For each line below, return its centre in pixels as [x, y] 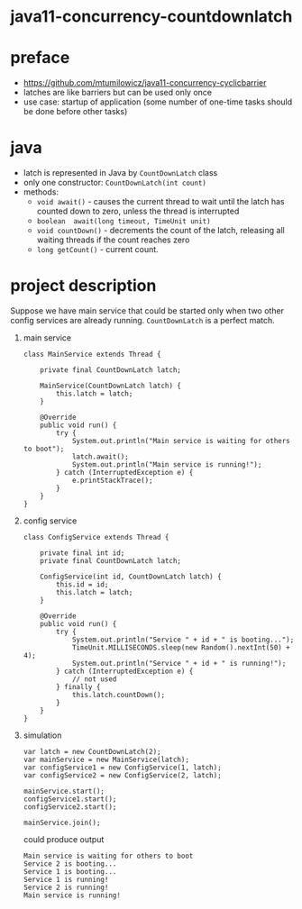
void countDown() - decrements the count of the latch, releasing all [160, 231]
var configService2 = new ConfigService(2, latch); [122, 776]
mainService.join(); [62, 823]
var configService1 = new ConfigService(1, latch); [122, 768]
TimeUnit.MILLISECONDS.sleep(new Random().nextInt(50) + [181, 648]
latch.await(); [100, 457]
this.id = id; [82, 585]
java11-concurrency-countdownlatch [151, 17]
